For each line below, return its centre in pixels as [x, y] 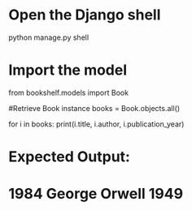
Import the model [68, 70]
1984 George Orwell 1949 [96, 194]
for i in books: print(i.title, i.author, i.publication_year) [96, 124]
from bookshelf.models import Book [68, 92]
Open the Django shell [85, 15]
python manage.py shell [49, 37]
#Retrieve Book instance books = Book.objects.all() [94, 108]
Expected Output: [69, 157]
